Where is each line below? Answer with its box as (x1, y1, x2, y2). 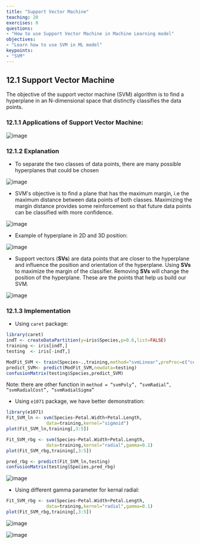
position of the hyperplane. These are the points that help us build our (14, 274, 186, 281)
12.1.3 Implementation (6, 306, 71, 315)
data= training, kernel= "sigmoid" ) (46, 421, 129, 427)
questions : (6, 25, 33, 32)
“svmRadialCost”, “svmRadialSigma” (6, 387, 95, 393)
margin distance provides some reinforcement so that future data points (14, 203, 192, 210)
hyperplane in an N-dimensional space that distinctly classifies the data (6, 97, 182, 104)
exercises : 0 (6, 20, 39, 26)
